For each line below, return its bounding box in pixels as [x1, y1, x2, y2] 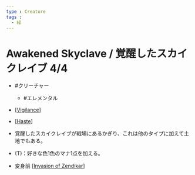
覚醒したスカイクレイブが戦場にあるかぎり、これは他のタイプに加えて [14, 130, 184, 137]
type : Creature [6, 8, 46, 15]
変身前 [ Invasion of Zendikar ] [14, 163, 85, 170]
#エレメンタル [23, 95, 58, 102]
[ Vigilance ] [14, 107, 41, 114]
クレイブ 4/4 [6, 61, 68, 75]
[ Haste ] [14, 118, 33, 125]
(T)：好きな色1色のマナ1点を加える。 [14, 150, 104, 157]
